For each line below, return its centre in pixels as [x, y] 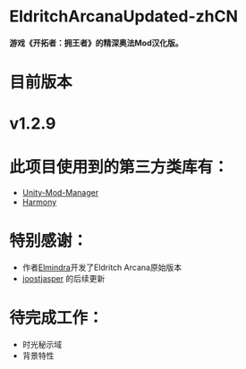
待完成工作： [57, 318]
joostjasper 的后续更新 [64, 279]
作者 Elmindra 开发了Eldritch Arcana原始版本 [102, 268]
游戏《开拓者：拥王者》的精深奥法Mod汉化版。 [96, 43]
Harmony [39, 202]
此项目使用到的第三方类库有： [119, 168]
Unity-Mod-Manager [60, 193]
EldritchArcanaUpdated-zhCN [124, 17]
